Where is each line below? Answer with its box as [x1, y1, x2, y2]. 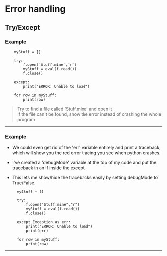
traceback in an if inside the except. [12, 165, 86, 171]
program [17, 116, 35, 122]
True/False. [12, 180, 36, 186]
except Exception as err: [17, 220, 71, 225]
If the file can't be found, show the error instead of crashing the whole [17, 111, 162, 117]
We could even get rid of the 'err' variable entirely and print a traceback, [12, 145, 161, 151]
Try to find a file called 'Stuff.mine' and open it [17, 106, 112, 112]
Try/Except [5, 23, 40, 32]
